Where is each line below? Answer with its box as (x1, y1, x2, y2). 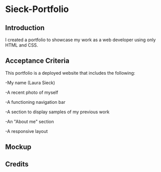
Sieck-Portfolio (5, 4, 69, 15)
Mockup (5, 143, 31, 151)
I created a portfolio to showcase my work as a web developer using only (5, 37, 156, 43)
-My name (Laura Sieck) (5, 79, 55, 86)
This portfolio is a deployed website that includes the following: (5, 70, 135, 76)
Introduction (5, 24, 45, 32)
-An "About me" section (5, 118, 54, 124)
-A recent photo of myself (5, 89, 58, 95)
